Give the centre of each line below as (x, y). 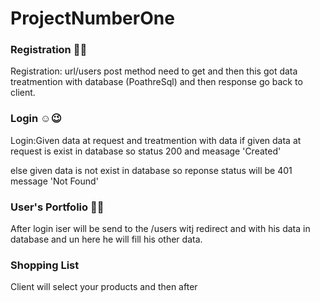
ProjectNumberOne (92, 18)
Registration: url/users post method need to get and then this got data (154, 71)
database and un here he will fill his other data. (106, 239)
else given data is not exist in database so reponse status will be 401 (151, 170)
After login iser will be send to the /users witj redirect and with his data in (160, 229)
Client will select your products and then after (104, 287)
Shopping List (45, 265)
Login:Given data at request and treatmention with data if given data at (156, 140)
